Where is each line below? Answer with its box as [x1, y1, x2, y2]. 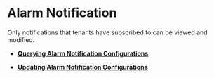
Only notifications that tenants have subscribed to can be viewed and [7, 28, 208, 37]
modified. [7, 35, 35, 44]
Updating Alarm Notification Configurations [17, 63, 148, 71]
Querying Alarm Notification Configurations [17, 49, 149, 58]
